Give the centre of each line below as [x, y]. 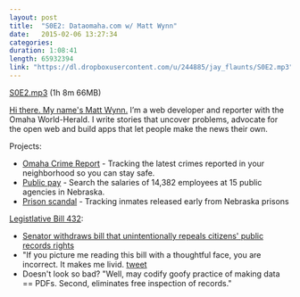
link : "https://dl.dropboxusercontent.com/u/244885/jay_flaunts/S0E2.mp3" [151, 68]
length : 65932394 [42, 59]
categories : [31, 42]
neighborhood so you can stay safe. [88, 173]
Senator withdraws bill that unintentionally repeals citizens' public [143, 235]
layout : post [33, 17]
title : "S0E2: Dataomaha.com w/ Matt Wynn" [93, 26]
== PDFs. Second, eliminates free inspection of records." [127, 283]
